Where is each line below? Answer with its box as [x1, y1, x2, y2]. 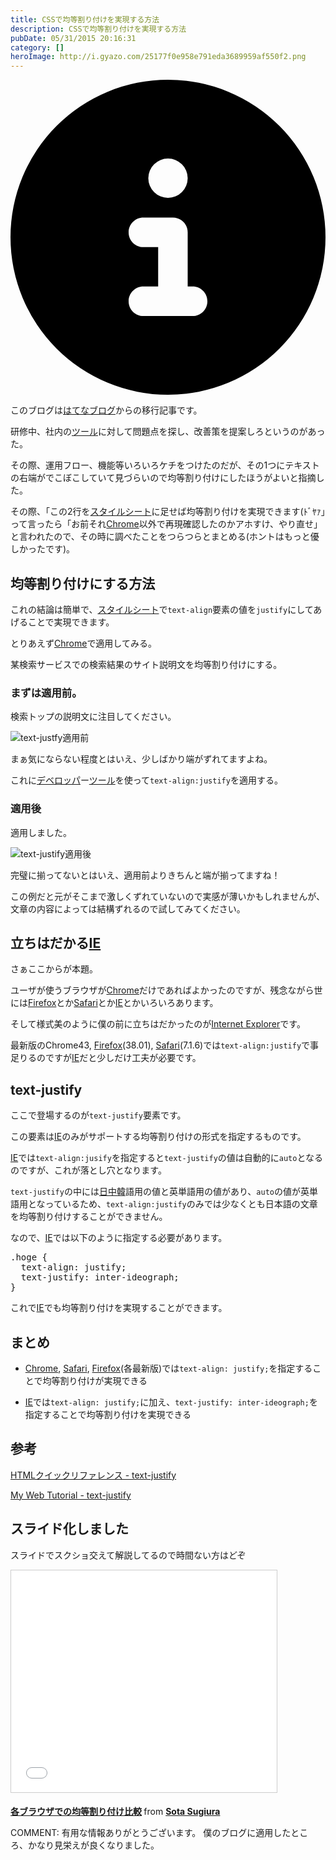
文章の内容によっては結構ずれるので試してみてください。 [10, 902, 246, 915]
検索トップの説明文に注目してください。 [10, 711, 177, 723]
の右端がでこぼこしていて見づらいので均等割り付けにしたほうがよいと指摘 [10, 472, 317, 484]
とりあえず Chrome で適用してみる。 [10, 637, 157, 649]
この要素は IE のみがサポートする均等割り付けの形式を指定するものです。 [10, 1131, 307, 1143]
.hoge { [10, 1252, 48, 1263]
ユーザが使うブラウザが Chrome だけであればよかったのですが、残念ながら [10, 984, 315, 996]
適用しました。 [10, 826, 72, 838]
